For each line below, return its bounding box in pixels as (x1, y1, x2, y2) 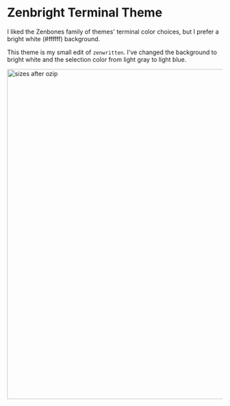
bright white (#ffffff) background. (7, 34, 101, 43)
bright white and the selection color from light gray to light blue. (7, 55, 187, 63)
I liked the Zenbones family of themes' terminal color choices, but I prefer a (7, 27, 219, 36)
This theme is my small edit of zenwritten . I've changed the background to (7, 48, 218, 56)
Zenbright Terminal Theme (7, 5, 163, 21)
